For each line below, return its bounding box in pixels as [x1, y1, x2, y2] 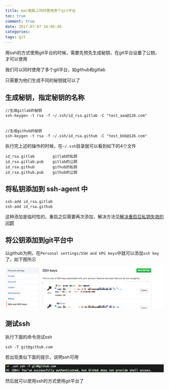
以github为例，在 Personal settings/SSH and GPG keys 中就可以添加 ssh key [5, 250, 159, 256]
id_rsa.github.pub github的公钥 [5, 170, 77, 175]
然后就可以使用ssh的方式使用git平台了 [5, 378, 84, 384]
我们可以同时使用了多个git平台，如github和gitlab [5, 67, 106, 72]
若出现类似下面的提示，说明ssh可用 [5, 354, 79, 360]
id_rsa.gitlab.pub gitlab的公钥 [5, 159, 77, 164]
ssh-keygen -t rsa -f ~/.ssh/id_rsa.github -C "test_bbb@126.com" [5, 133, 147, 138]
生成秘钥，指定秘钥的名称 [5, 93, 84, 102]
